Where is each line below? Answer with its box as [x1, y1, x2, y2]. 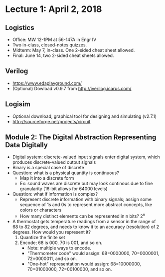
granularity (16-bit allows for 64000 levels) [19, 186, 108, 192]
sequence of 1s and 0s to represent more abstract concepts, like [19, 202, 153, 208]
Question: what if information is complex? [12, 191, 98, 197]
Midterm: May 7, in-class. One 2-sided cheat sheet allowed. [12, 47, 135, 53]
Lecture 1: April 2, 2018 [5, 3, 102, 15]
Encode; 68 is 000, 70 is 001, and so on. [19, 240, 103, 246]
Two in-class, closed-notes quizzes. [12, 42, 87, 48]
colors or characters [19, 207, 62, 213]
